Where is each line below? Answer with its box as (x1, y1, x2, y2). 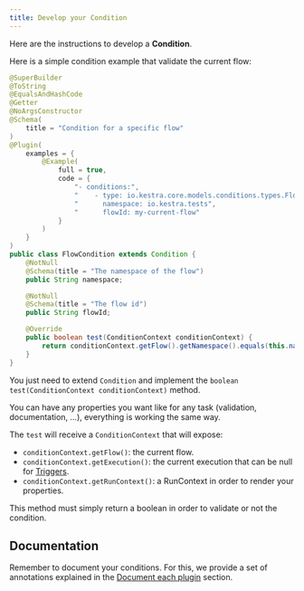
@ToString (9, 81, 47, 91)
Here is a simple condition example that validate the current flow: (9, 55, 252, 66)
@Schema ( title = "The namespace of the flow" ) (25, 266, 204, 276)
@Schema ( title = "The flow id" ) (25, 300, 147, 309)
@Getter (9, 99, 39, 108)
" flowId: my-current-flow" (73, 207, 201, 217)
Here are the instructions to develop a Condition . (9, 38, 193, 49)
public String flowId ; (25, 309, 111, 318)
